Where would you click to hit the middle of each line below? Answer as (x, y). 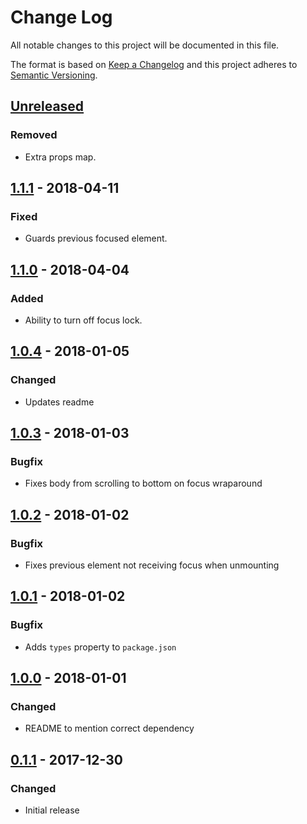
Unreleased (47, 106)
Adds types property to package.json (100, 647)
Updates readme (59, 402)
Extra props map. (60, 157)
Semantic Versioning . (54, 75)
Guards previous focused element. (96, 238)
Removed (34, 135)
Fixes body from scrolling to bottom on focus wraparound (143, 483)
